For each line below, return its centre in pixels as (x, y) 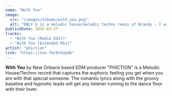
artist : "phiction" (26, 48)
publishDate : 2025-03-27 (32, 29)
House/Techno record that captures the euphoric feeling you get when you (84, 73)
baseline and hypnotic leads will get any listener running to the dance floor (84, 83)
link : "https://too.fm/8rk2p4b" (40, 53)
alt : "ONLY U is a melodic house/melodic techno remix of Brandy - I (85, 24)
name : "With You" (24, 10)
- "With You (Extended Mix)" (41, 43)
